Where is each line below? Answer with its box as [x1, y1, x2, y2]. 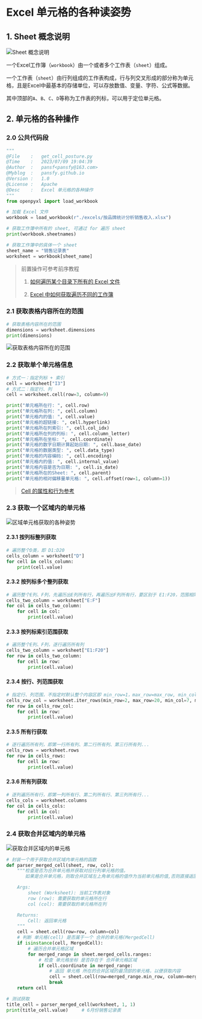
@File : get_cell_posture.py [6, 153, 93, 159]
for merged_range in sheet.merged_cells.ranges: [28, 951, 152, 957]
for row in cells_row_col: [6, 703, 74, 709]
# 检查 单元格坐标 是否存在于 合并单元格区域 [38, 957, 137, 963]
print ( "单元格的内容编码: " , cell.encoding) [6, 453, 112, 459]
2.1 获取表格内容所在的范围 [6, 307, 84, 316]
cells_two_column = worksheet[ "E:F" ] [6, 597, 101, 604]
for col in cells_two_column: [6, 603, 82, 609]
